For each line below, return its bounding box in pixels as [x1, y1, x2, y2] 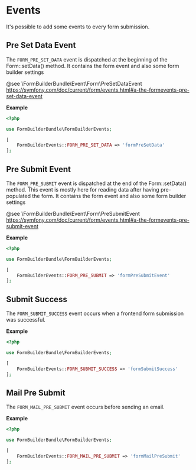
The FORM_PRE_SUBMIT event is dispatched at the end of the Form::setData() [6, 180, 187, 187]
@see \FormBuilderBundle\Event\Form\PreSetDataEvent [6, 80, 143, 87]
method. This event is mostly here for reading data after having [6, 186, 159, 193]
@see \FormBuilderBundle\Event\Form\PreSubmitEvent [6, 210, 141, 217]
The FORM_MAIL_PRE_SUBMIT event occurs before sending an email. [6, 403, 165, 411]
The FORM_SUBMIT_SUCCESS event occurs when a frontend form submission [6, 310, 184, 317]
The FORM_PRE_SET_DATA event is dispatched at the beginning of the [6, 56, 168, 63]
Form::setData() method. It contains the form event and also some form [6, 62, 179, 69]
